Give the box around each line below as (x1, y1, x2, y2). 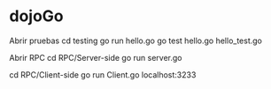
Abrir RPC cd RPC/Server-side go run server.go (9, 52, 182, 63)
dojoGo (9, 6, 64, 26)
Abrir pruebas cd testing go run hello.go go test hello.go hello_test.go (9, 35, 263, 46)
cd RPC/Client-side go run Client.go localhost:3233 (9, 69, 197, 80)
